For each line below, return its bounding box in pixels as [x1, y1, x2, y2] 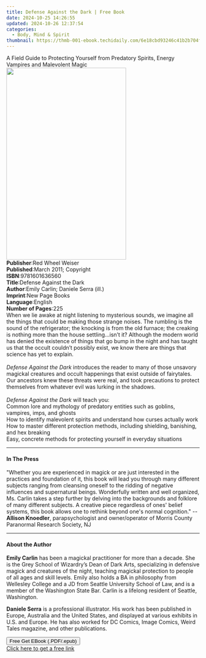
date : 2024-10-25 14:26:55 [6, 15, 75, 21]
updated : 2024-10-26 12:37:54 [6, 20, 84, 26]
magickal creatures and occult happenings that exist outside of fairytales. [6, 370, 192, 377]
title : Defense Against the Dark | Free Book [6, 9, 124, 15]
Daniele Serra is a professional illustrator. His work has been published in [6, 605, 192, 613]
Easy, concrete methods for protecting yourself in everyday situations [6, 435, 183, 443]
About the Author [6, 541, 52, 548]
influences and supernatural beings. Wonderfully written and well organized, [6, 489, 200, 496]
